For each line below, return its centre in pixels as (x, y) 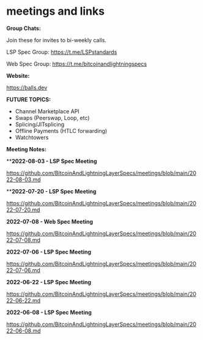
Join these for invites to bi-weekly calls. (57, 40)
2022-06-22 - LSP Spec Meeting (49, 282)
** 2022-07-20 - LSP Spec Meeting (51, 191)
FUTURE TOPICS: (28, 99)
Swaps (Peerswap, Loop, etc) (52, 118)
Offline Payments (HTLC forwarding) (61, 130)
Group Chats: (24, 28)
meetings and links (56, 11)
